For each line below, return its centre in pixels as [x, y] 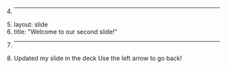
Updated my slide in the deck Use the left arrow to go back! [98, 58]
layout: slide [31, 24]
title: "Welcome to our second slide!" [65, 32]
